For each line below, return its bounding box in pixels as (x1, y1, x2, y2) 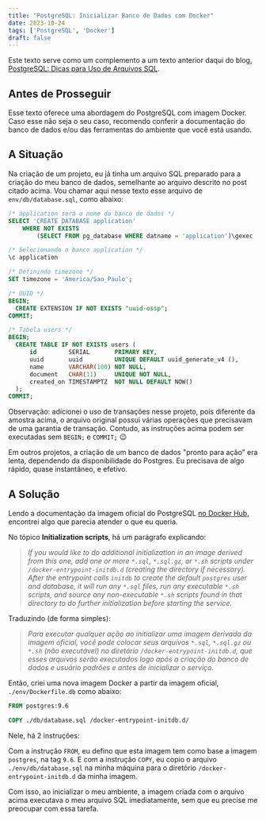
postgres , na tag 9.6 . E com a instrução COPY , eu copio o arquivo (8, 754, 218, 764)
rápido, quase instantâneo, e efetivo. (8, 464, 128, 474)
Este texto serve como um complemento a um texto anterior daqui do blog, (8, 56, 253, 65)
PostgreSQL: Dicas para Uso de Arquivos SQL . (8, 64, 160, 74)
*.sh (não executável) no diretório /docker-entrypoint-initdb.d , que (27, 646, 253, 655)
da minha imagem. (77, 771, 138, 781)
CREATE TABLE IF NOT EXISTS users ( (15, 341, 136, 349)
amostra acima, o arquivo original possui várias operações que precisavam (8, 415, 253, 425)
